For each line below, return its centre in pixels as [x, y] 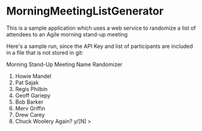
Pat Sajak [27, 82]
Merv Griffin [30, 108]
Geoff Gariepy [32, 95]
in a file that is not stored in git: [45, 52]
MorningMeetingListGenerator [85, 11]
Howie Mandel [33, 76]
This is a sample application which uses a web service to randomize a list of [101, 28]
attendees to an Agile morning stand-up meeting [67, 34]
